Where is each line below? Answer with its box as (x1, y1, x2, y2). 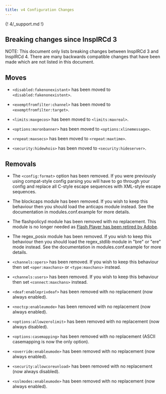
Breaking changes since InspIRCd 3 (5, 35, 117, 44)
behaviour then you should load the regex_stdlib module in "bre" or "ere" (12, 239, 161, 245)
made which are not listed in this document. (5, 59, 95, 65)
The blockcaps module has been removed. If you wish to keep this (12, 198, 148, 204)
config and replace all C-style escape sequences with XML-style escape (12, 183, 161, 189)
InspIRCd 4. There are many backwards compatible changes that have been (5, 54, 160, 60)
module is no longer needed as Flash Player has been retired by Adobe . (12, 224, 159, 230)
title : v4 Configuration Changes (5, 7, 74, 12)
